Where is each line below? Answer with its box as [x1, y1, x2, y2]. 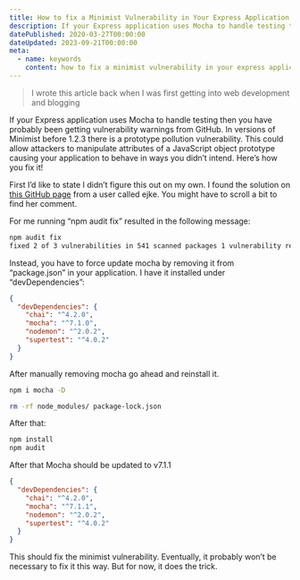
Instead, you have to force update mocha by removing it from [9, 257, 235, 269]
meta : [9, 47, 29, 55]
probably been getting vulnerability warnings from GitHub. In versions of [9, 124, 276, 134]
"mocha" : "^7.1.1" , [25, 502, 98, 511]
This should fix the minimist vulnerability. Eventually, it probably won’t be [9, 551, 277, 562]
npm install [9, 435, 54, 444]
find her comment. [9, 198, 78, 209]
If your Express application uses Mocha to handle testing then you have [9, 114, 272, 125]
